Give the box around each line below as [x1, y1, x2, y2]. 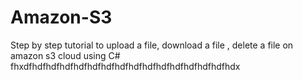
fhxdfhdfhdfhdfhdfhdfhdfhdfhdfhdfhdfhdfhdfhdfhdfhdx [10, 60, 241, 72]
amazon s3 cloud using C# [10, 49, 121, 61]
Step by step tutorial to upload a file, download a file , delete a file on [10, 39, 294, 51]
